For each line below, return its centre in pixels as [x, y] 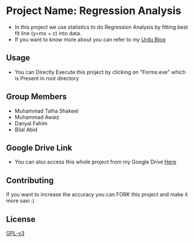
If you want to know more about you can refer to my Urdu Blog [90, 39]
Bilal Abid [26, 129]
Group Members [37, 97]
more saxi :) [21, 201]
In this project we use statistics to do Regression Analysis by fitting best [101, 27]
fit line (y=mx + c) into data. [48, 33]
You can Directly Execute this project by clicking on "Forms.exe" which [100, 72]
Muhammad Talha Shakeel [47, 111]
